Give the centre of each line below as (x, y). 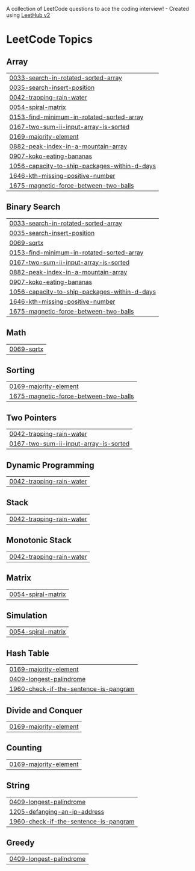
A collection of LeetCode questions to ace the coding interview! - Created (98, 9)
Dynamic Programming (50, 465)
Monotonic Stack (39, 540)
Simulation (27, 615)
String (18, 786)
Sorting (20, 370)
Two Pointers (32, 417)
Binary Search (33, 207)
